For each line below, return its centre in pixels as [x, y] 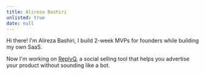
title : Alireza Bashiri [37, 12]
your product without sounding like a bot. [58, 65]
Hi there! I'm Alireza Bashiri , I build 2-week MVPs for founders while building [102, 41]
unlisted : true [26, 18]
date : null [20, 23]
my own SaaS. [24, 47]
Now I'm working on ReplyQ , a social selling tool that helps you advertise [98, 59]
